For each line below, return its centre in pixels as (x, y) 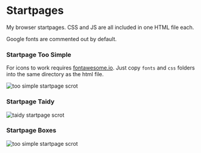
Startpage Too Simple (39, 54)
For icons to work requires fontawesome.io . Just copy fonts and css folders (100, 68)
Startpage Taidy (31, 102)
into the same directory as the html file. (55, 74)
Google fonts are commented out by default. (61, 39)
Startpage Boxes (31, 131)
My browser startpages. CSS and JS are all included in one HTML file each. (100, 27)
